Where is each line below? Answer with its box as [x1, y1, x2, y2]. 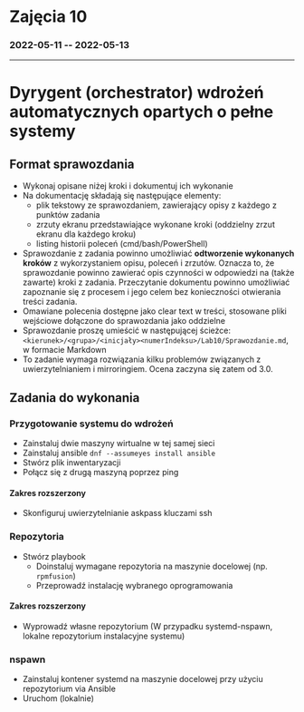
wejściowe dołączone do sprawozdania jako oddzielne [22, 316, 226, 327]
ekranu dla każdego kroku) [35, 229, 137, 239]
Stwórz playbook [22, 551, 86, 561]
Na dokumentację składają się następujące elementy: [22, 190, 222, 201]
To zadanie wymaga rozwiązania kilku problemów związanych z [22, 354, 261, 365]
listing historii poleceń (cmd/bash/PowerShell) [35, 239, 208, 249]
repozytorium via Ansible [22, 683, 116, 695]
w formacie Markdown [22, 345, 107, 356]
